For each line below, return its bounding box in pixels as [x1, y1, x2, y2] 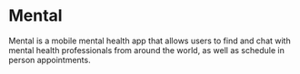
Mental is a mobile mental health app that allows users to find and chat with [8, 35, 292, 46]
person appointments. [8, 54, 92, 65]
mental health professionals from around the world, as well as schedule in [8, 44, 285, 55]
